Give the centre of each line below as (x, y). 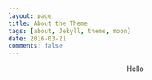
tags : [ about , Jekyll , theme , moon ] (70, 31)
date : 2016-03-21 (37, 38)
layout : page (30, 16)
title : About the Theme (48, 23)
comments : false (35, 46)
